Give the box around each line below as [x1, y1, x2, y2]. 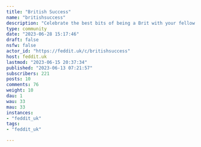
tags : [6, 121, 20, 127]
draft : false [6, 37, 39, 43]
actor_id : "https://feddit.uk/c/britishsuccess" [6, 48, 131, 54]
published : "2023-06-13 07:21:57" [6, 64, 93, 71]
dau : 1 [6, 93, 23, 99]
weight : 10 [6, 87, 34, 93]
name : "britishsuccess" [6, 14, 66, 20]
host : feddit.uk [6, 54, 47, 60]
